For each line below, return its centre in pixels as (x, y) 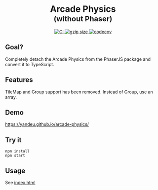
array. (11, 97)
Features (19, 80)
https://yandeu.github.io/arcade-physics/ (47, 124)
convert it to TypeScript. (30, 64)
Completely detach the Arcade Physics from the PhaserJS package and (78, 59)
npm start (15, 156)
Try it (13, 140)
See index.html (20, 183)
